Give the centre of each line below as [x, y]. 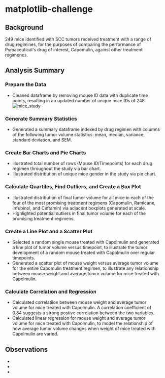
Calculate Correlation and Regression [51, 292]
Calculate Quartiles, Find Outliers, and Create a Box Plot [73, 187]
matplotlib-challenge [49, 9]
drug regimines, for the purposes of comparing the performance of [73, 44]
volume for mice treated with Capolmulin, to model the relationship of [82, 323]
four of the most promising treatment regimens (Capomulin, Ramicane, [84, 203]
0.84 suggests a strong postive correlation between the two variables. [83, 313]
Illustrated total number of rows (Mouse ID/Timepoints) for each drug [82, 164]
